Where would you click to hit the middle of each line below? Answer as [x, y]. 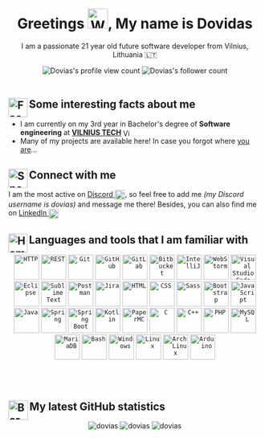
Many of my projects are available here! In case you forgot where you [135, 141]
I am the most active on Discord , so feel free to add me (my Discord [126, 194]
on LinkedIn [28, 213]
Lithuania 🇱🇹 [135, 54]
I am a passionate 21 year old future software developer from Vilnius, [135, 46]
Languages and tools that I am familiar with [139, 240]
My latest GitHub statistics [98, 406]
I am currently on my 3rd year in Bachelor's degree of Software [125, 124]
